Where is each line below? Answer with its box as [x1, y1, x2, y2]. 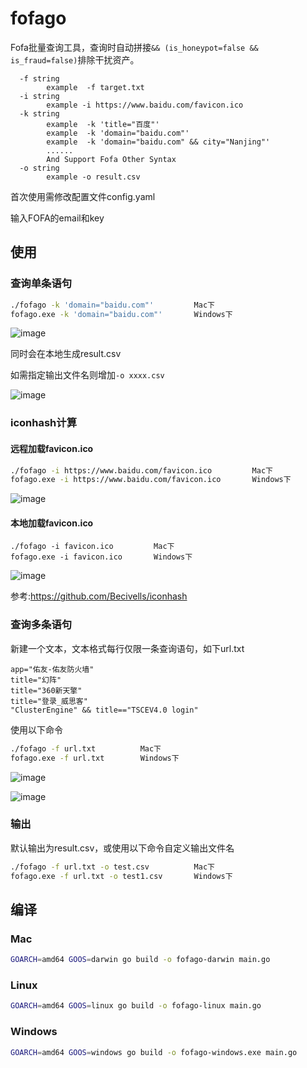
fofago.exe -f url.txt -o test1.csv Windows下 [10, 871, 233, 881]
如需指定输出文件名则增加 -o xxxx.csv [10, 369, 165, 381]
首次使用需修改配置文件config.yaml [10, 190, 156, 202]
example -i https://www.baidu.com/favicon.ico [46, 100, 244, 110]
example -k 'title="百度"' [46, 119, 160, 129]
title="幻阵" [10, 675, 62, 685]
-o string [19, 163, 60, 173]
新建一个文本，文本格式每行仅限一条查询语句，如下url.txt [10, 642, 245, 654]
